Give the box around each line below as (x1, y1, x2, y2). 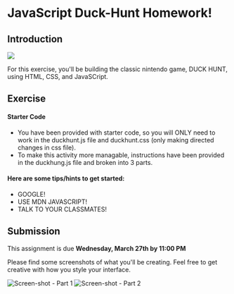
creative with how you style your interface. (7, 265, 131, 274)
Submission (7, 226, 61, 238)
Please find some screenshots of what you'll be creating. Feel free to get (7, 257, 218, 266)
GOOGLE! (17, 190, 46, 198)
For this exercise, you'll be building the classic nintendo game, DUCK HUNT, (7, 65, 228, 73)
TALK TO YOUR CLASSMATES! (17, 204, 108, 213)
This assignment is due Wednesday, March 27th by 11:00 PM (7, 244, 186, 252)
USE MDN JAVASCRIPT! (17, 197, 88, 206)
